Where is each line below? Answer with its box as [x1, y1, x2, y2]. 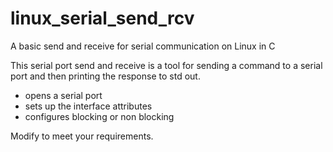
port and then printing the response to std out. [10, 70, 201, 82]
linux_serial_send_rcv [10, 7, 195, 30]
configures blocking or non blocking [24, 110, 175, 122]
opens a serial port [24, 89, 103, 101]
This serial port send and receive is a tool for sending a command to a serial [10, 59, 323, 71]
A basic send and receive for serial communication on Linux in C [10, 40, 276, 52]
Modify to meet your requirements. [10, 130, 154, 142]
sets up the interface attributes [24, 100, 153, 112]
